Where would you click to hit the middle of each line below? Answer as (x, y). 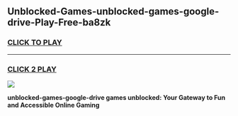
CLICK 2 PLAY (32, 69)
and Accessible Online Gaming (53, 105)
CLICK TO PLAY (35, 43)
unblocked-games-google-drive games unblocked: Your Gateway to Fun (117, 97)
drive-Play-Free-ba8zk (59, 23)
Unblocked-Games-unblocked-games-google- (113, 12)
